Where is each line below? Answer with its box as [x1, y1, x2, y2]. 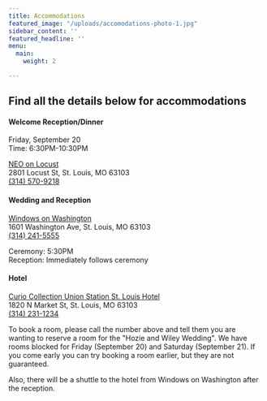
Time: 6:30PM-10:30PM [8, 144, 88, 153]
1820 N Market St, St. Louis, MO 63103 [8, 300, 138, 309]
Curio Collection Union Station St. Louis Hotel [8, 291, 161, 301]
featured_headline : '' [8, 34, 85, 43]
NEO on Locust [8, 159, 59, 169]
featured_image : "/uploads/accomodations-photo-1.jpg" [8, 19, 198, 28]
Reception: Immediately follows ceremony [8, 255, 149, 265]
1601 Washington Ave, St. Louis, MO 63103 [8, 222, 151, 231]
